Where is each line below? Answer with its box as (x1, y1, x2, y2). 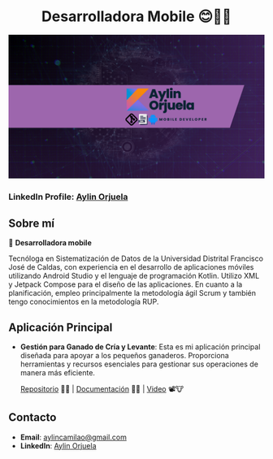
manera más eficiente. (19, 367, 96, 377)
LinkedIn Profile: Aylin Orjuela (8, 191, 128, 202)
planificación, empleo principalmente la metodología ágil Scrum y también (8, 288, 257, 298)
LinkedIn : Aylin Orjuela (19, 440, 97, 450)
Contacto (8, 410, 57, 425)
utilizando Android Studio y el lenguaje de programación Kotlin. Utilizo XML (8, 271, 260, 281)
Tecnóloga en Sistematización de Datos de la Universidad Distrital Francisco (8, 253, 264, 263)
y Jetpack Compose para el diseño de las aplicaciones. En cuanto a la (8, 279, 243, 289)
